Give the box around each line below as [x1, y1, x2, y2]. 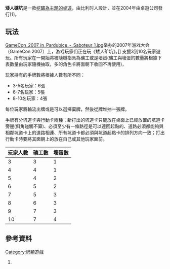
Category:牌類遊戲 [5, 249, 44, 255]
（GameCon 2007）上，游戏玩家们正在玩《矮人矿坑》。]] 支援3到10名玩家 [5, 48, 156, 54]
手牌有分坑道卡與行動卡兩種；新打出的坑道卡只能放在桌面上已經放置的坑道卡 [5, 117, 165, 123]
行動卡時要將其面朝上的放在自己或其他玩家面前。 [5, 136, 107, 142]
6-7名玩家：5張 [12, 89, 45, 95]
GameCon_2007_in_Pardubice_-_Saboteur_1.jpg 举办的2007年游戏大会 [5, 42, 150, 48]
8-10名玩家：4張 [12, 95, 48, 101]
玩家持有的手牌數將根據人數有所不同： [5, 72, 85, 78]
